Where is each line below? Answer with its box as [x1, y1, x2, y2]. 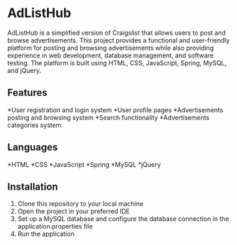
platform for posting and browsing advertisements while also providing [7, 43, 214, 52]
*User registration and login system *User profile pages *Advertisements [7, 105, 224, 114]
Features [7, 87, 48, 99]
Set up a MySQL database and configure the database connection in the [17, 214, 229, 223]
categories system [7, 121, 62, 129]
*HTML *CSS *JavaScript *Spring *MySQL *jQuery [7, 160, 161, 168]
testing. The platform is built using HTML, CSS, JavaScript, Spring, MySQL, [7, 58, 227, 67]
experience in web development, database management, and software [7, 51, 214, 60]
